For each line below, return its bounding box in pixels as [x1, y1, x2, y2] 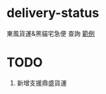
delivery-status [6, 5, 100, 21]
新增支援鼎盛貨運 [16, 78, 67, 87]
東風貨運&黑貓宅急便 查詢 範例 [6, 29, 95, 37]
